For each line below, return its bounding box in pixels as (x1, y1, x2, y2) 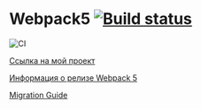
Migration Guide (9, 90, 68, 100)
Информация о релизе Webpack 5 (9, 72, 138, 83)
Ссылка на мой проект (9, 55, 96, 66)
